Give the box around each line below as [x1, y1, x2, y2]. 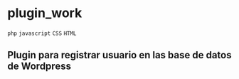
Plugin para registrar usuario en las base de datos [7, 49, 232, 61]
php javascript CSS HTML [7, 30, 77, 37]
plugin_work [7, 5, 83, 21]
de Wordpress [7, 60, 71, 73]
